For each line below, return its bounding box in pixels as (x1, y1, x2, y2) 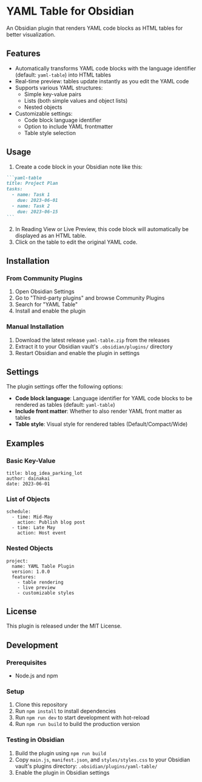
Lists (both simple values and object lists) (24, 97, 128, 104)
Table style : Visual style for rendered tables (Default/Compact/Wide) (15, 421, 188, 428)
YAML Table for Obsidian (6, 4, 135, 18)
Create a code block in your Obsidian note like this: (15, 163, 143, 170)
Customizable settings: (15, 109, 73, 117)
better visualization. (6, 30, 56, 38)
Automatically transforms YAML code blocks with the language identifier (15, 64, 196, 72)
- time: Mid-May (12, 514, 53, 521)
